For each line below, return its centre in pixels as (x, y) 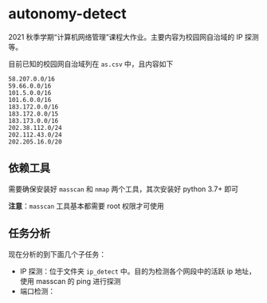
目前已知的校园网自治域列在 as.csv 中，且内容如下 (91, 64)
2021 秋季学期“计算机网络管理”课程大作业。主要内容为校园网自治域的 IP (126, 37)
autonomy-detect (68, 14)
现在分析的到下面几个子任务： (57, 254)
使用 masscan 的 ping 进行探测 (70, 281)
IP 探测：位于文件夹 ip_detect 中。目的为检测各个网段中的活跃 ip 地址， (138, 271)
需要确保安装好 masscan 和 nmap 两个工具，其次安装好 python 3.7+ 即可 (124, 189)
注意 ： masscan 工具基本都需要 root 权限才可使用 (86, 206)
